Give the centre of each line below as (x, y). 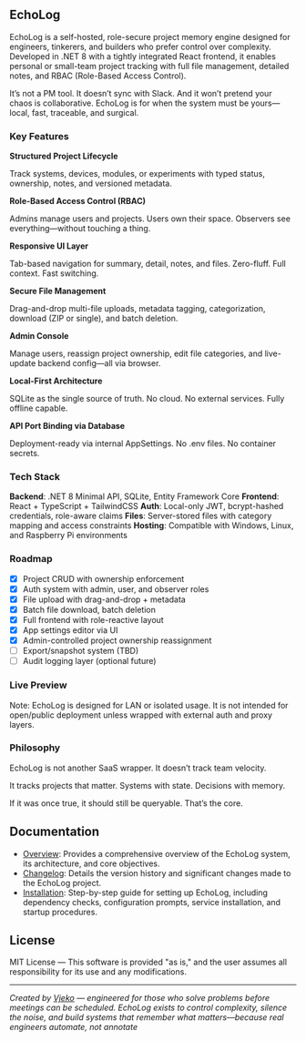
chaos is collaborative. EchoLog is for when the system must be (129, 103)
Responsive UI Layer (49, 246)
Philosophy (35, 748)
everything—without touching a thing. (80, 229)
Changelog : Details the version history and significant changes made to (157, 873)
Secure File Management (58, 291)
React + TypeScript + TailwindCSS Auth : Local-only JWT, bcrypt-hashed (147, 506)
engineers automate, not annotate (74, 1027)
